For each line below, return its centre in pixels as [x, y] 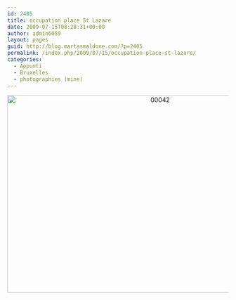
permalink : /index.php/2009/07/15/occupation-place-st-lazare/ [102, 53]
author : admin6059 [34, 33]
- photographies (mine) [48, 79]
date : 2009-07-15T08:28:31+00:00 [56, 27]
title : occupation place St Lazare [59, 20]
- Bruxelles [31, 72]
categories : [25, 60]
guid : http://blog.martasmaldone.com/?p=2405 [75, 46]
